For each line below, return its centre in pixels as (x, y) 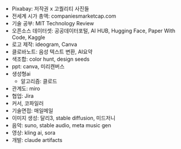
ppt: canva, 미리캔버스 (38, 66)
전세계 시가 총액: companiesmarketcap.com (64, 16)
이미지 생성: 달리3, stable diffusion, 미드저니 (64, 118)
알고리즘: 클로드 (39, 81)
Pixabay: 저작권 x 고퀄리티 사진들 (51, 9)
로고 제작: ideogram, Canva (44, 44)
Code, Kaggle (28, 37)
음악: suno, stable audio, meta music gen (61, 125)
